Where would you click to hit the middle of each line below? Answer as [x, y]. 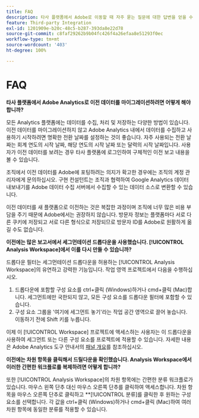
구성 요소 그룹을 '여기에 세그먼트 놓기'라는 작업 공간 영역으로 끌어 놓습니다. [101, 312]
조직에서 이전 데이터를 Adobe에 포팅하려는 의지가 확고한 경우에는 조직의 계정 [95, 172]
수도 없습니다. [28, 229]
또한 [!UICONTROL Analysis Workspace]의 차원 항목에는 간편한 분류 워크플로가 [99, 379]
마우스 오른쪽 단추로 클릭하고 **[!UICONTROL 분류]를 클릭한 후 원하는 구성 [104, 394]
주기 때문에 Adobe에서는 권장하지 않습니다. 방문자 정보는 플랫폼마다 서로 [101, 214]
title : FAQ [20, 12]
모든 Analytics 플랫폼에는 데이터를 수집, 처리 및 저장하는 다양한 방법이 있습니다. [98, 122]
